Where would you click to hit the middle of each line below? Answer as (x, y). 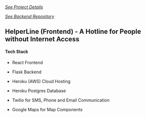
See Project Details (24, 7)
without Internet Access (42, 39)
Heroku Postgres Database (39, 91)
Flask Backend (27, 72)
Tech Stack (16, 51)
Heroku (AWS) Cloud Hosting (41, 81)
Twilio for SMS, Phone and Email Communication (61, 100)
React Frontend (27, 62)
